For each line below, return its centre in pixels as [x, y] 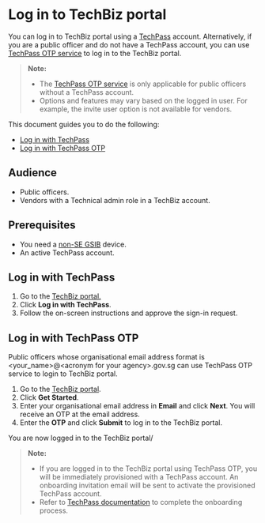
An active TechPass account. [67, 252]
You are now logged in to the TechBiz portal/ [81, 438]
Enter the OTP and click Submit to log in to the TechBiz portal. [121, 423]
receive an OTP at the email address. [79, 414]
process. [54, 510]
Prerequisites [42, 226]
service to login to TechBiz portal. [63, 374]
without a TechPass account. [87, 92]
